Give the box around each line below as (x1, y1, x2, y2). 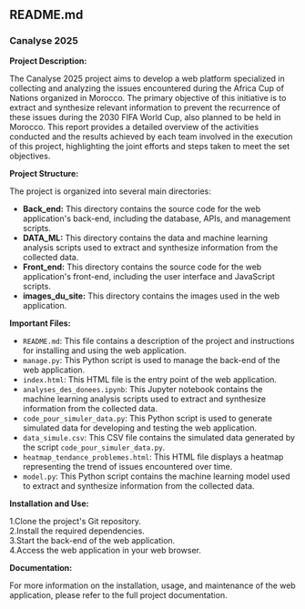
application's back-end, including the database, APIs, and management (22, 213, 291, 224)
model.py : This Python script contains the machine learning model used (22, 471, 290, 482)
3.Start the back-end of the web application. (9, 534, 176, 545)
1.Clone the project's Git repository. (9, 515, 142, 526)
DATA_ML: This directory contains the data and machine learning (22, 232, 269, 243)
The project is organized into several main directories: (9, 186, 211, 197)
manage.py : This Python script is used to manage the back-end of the (22, 354, 280, 365)
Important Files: (9, 318, 71, 329)
